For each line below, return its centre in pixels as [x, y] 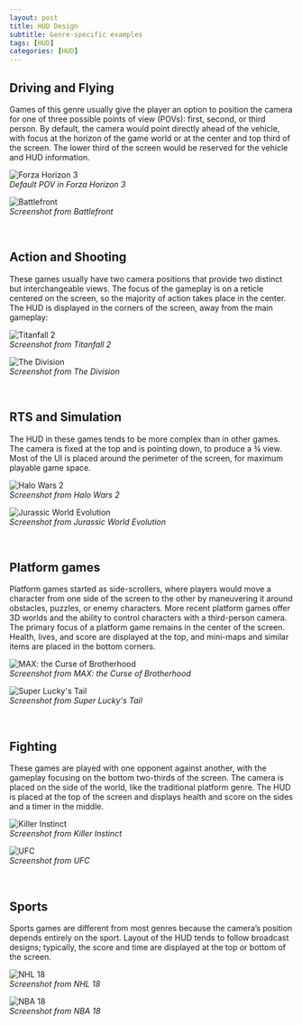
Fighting [33, 746]
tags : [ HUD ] [32, 43]
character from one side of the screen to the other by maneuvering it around [151, 599]
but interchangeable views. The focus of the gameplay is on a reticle [137, 288]
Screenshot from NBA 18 [55, 1011]
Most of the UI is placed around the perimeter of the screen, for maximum [146, 458]
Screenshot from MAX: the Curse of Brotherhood [100, 673]
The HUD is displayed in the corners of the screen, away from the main [141, 307]
